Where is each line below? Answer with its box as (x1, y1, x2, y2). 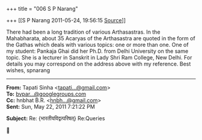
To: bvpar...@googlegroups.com (6, 90, 87, 97)
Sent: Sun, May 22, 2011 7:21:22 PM (6, 103, 95, 110)
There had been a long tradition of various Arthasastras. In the (6, 28, 161, 35)
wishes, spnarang (6, 67, 50, 74)
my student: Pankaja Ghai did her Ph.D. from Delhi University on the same (6, 47, 189, 55)
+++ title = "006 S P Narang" (6, 5, 78, 12)
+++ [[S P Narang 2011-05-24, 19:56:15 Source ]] (6, 17, 126, 23)
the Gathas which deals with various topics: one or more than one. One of (6, 41, 189, 48)
